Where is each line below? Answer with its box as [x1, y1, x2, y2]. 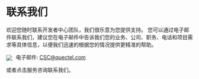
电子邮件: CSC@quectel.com [15, 53, 86, 61]
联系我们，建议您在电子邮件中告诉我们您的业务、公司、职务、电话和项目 [11, 33, 188, 40]
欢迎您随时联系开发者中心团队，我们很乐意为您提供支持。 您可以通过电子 [6, 26, 184, 33]
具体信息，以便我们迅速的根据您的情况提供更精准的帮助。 [16, 41, 157, 48]
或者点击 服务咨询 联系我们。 [6, 67, 74, 74]
